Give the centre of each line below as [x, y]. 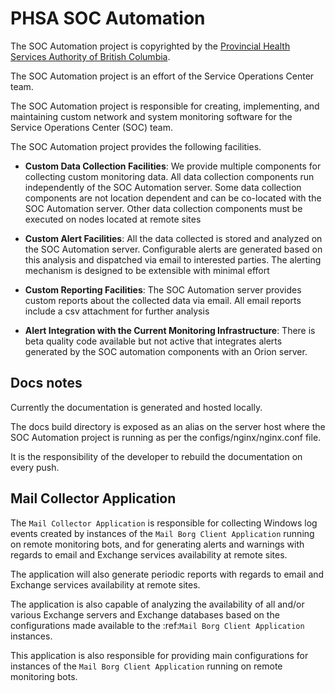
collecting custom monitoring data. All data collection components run [169, 176]
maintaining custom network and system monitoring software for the [151, 116]
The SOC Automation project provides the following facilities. [136, 146]
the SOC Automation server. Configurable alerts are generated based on [173, 249]
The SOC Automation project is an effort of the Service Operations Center [162, 76]
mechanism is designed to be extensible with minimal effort [147, 270]
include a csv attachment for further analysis [117, 311]
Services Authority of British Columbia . [90, 56]
